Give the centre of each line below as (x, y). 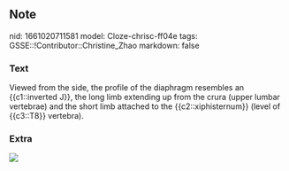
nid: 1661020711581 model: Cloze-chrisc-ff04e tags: (103, 35)
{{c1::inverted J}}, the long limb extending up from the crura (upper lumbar (145, 97)
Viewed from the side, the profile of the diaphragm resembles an (127, 88)
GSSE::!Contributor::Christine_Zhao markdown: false (105, 45)
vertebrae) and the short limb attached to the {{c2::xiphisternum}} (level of (145, 106)
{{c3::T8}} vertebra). (46, 116)
